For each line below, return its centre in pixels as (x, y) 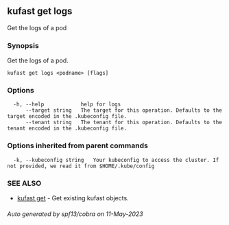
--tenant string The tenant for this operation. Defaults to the (124, 123)
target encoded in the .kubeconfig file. (67, 117)
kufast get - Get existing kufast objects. (73, 198)
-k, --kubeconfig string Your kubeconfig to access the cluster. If (116, 160)
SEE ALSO (24, 183)
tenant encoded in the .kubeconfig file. (67, 129)
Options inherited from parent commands (78, 145)
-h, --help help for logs (67, 105)
